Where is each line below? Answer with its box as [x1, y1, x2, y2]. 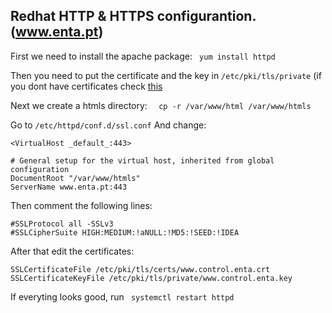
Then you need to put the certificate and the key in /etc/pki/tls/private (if [10, 69, 322, 81]
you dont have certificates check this [10, 80, 163, 92]
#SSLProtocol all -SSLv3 [10, 219, 114, 229]
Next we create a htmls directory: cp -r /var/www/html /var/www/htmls [10, 99, 312, 111]
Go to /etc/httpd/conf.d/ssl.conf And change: [10, 119, 207, 131]
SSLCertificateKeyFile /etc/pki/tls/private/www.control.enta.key [10, 273, 293, 283]
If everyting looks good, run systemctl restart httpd [10, 290, 235, 303]
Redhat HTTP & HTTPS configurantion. [10, 8, 257, 25]
